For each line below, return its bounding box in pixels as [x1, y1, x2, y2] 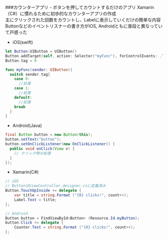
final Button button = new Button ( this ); [5, 132, 93, 137]
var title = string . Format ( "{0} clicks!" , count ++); [14, 193, 128, 198]
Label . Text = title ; [14, 197, 57, 202]
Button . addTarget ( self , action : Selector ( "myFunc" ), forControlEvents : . [5, 53, 162, 58]
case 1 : [14, 86, 30, 91]
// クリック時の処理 [14, 151, 51, 156]
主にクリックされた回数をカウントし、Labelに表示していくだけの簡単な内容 [5, 17, 161, 22]
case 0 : [14, 76, 30, 81]
